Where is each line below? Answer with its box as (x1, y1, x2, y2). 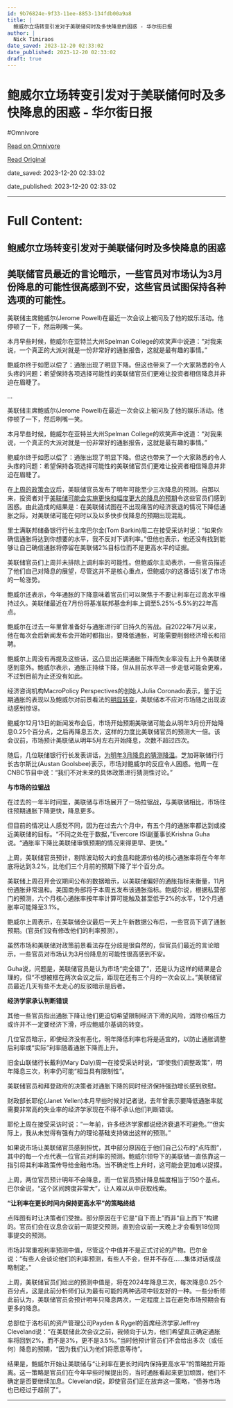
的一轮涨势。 (7, 576, 44, 584)
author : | (7, 29, 36, 37)
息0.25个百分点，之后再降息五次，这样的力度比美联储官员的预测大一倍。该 (7, 727, 221, 736)
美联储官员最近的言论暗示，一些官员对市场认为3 (7, 268, 214, 280)
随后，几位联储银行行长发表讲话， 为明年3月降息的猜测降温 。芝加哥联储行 (7, 751, 218, 759)
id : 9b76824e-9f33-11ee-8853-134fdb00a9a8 (7, 10, 132, 17)
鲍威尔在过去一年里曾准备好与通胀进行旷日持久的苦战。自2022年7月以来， (7, 622, 221, 631)
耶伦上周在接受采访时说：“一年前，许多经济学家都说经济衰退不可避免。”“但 (7, 1120, 219, 1129)
